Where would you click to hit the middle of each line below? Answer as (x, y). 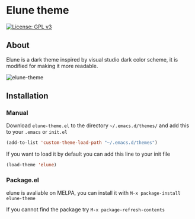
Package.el (23, 180)
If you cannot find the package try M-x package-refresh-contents (85, 210)
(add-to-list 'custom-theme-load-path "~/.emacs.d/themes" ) (82, 143)
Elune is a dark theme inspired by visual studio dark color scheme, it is (92, 59)
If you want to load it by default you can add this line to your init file (88, 154)
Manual (17, 113)
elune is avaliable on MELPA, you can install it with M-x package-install (93, 193)
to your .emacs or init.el (37, 132)
